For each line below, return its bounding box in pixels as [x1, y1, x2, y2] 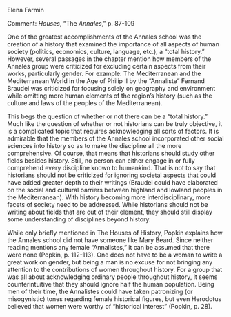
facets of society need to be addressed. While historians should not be [7, 201, 208, 208]
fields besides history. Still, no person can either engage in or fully [7, 156, 195, 165]
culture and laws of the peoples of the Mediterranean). [7, 99, 163, 107]
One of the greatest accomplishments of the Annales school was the [7, 33, 202, 41]
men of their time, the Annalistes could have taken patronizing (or [7, 287, 193, 296]
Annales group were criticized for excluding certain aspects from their [7, 62, 206, 70]
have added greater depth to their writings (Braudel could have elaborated [7, 179, 219, 186]
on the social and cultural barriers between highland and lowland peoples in [7, 186, 223, 194]
